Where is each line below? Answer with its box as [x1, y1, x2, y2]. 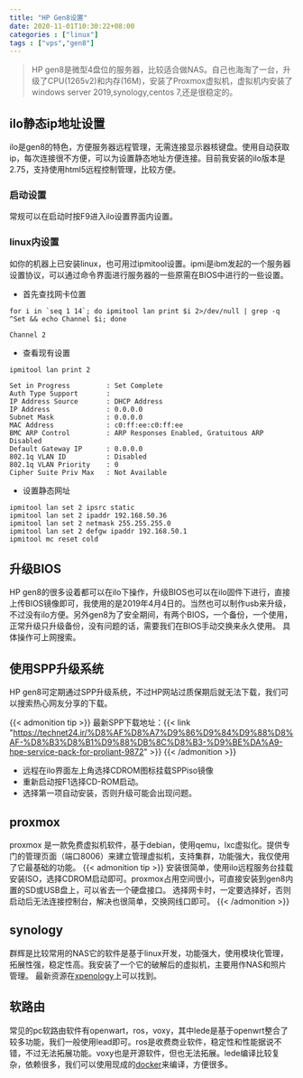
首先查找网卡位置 [22, 288, 87, 299]
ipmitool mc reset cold [9, 534, 99, 544]
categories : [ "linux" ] [9, 30, 99, 39]
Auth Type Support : [9, 389, 111, 398]
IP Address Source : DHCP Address [9, 396, 164, 406]
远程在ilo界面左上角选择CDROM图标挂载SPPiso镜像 [22, 765, 214, 776]
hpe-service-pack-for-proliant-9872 [9, 747, 144, 757]
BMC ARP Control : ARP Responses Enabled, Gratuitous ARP [9, 428, 264, 438]
